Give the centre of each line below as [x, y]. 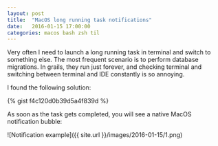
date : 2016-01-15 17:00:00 [49, 26]
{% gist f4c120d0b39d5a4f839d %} [58, 101]
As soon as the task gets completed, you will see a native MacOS [99, 114]
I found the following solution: [49, 87]
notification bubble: [35, 122]
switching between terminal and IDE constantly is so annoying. [96, 74]
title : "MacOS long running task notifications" [80, 20]
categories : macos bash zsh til [53, 33]
